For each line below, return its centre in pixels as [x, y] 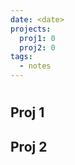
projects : [31, 29]
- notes [35, 66]
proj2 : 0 [37, 47]
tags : [21, 57]
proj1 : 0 [37, 38]
